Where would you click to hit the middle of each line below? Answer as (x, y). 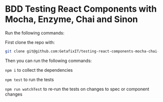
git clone (15, 51)
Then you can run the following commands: (49, 61)
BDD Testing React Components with (81, 9)
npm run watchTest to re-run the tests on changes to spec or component (77, 89)
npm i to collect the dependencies (39, 70)
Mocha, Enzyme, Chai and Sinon (72, 19)
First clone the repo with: (30, 42)
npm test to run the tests (30, 80)
